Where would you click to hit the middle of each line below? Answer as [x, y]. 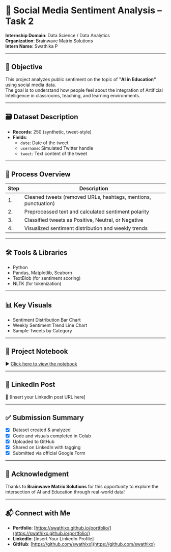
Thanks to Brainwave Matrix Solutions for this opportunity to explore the [82, 486]
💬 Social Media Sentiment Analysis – [83, 10]
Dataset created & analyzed [42, 430]
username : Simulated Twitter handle [57, 148]
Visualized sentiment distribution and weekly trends [86, 228]
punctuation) [39, 203]
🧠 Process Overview [38, 174]
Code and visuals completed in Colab [52, 436]
